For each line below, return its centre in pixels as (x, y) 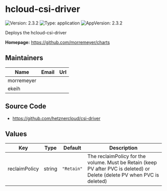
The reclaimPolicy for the (117, 157)
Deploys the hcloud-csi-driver (36, 32)
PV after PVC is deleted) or (119, 169)
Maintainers (24, 58)
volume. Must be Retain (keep (122, 163)
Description (123, 148)
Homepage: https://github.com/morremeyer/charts (58, 42)
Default (72, 148)
